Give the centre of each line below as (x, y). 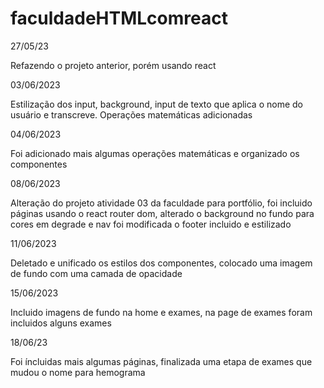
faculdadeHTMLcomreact (119, 18)
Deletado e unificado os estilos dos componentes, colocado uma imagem (161, 263)
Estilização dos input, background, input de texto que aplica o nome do (156, 104)
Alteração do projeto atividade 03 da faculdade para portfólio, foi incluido (161, 203)
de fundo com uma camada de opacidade (96, 273)
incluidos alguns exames (61, 323)
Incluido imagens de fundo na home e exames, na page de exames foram (161, 312)
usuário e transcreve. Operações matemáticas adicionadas (131, 114)
